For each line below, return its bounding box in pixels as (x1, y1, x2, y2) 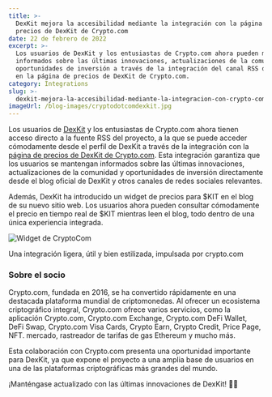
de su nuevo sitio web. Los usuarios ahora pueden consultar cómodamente (8, 200, 260, 211)
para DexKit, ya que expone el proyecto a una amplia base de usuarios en (8, 355, 254, 365)
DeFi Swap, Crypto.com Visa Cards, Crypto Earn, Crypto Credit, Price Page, (8, 322, 261, 332)
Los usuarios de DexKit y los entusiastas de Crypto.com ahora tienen (8, 125, 239, 134)
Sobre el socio (8, 269, 66, 280)
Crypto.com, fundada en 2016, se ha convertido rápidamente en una (8, 288, 236, 297)
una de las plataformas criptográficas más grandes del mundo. (8, 364, 219, 374)
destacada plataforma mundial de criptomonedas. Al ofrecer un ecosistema (8, 297, 261, 306)
